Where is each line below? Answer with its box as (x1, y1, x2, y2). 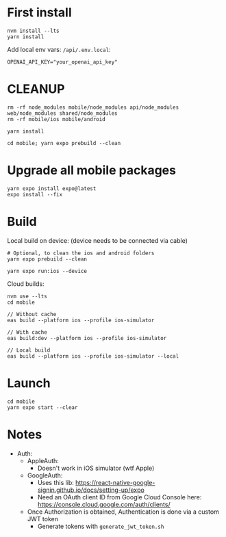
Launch (7, 375, 51, 391)
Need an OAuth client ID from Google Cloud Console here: (37, 493, 202, 501)
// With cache (7, 328, 48, 336)
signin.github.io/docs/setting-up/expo (37, 486, 145, 494)
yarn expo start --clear (7, 404, 78, 411)
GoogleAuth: (27, 471, 63, 480)
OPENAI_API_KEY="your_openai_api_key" (7, 58, 118, 66)
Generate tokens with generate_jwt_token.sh (37, 522, 164, 530)
